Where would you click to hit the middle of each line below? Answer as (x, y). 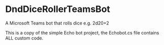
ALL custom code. (24, 38)
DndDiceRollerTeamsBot (58, 9)
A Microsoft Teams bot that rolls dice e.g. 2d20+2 (57, 23)
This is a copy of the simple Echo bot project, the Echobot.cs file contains (82, 32)
